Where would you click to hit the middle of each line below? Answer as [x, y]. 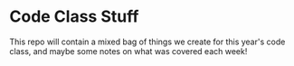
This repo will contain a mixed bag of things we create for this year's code [147, 42]
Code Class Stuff [74, 17]
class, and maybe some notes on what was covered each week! [128, 51]
